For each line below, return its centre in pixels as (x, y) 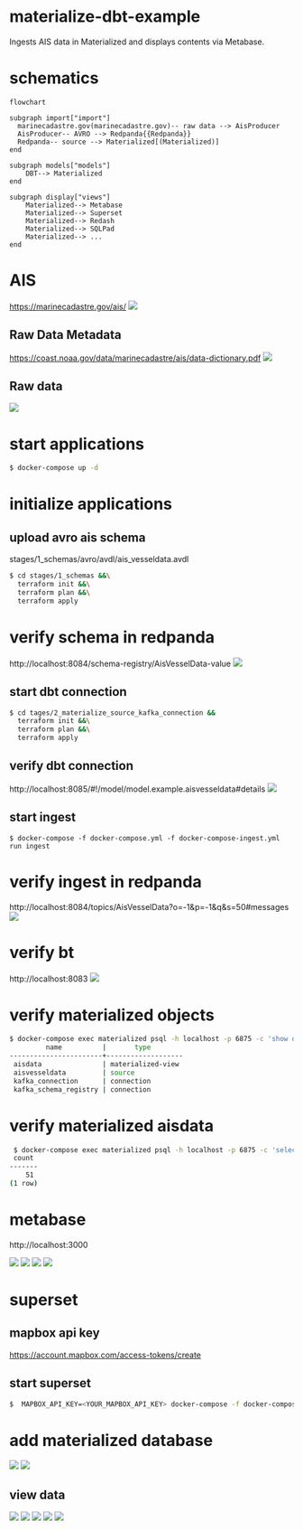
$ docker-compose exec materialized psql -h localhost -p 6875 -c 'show (149, 1039)
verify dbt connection (71, 766)
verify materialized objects (112, 1015)
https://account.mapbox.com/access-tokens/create (105, 1355)
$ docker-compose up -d (54, 468)
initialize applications (91, 504)
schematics (54, 78)
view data (37, 1494)
